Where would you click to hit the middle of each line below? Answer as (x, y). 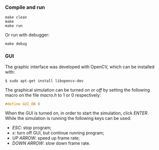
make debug (16, 44)
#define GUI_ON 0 (23, 104)
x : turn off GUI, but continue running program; (58, 133)
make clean (16, 18)
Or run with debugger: (27, 35)
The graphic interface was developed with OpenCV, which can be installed (80, 67)
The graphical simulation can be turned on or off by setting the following (78, 90)
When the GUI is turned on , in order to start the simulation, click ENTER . (77, 113)
